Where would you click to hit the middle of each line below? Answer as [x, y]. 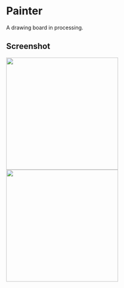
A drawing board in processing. [45, 27]
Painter [24, 11]
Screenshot [28, 46]
